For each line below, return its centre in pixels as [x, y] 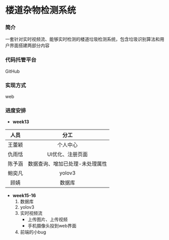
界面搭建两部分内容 [29, 45]
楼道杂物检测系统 [41, 10]
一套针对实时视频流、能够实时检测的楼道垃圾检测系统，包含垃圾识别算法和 [82, 39]
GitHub [13, 71]
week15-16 [24, 196]
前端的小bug [33, 232]
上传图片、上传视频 [48, 219]
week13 [21, 122]
